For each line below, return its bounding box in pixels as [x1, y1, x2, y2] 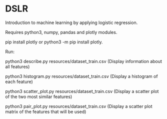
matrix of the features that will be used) [5, 108, 86, 114]
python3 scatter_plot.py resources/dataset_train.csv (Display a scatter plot [5, 88, 159, 94]
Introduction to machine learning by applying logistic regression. [5, 19, 138, 25]
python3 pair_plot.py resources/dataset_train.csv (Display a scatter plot [5, 103, 152, 109]
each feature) [5, 78, 33, 84]
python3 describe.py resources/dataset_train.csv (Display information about [5, 58, 162, 64]
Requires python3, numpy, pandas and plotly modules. [5, 29, 117, 35]
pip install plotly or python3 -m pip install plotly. [5, 38, 103, 45]
